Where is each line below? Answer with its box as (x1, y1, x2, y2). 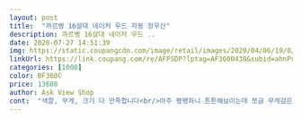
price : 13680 (9, 80, 58, 89)
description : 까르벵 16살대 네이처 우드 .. (9, 30, 155, 38)
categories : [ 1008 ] (9, 64, 83, 72)
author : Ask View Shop (9, 88, 94, 97)
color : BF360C (9, 72, 63, 81)
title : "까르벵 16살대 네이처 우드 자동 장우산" (9, 21, 171, 30)
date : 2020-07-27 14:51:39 (9, 38, 111, 47)
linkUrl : (9, 55, 42, 64)
